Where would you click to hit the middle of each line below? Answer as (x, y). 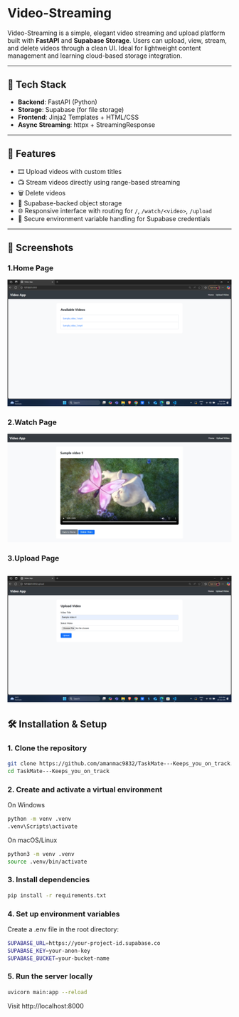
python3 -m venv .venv (41, 854)
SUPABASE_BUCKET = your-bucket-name (59, 958)
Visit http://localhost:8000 (46, 1006)
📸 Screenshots (41, 247)
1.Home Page (31, 267)
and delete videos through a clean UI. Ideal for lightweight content (104, 48)
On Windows (26, 804)
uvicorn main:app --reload (47, 992)
